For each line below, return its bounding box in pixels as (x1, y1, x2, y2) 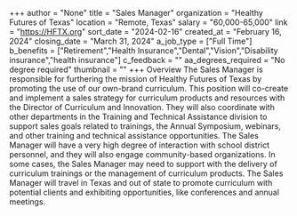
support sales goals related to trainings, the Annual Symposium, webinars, (9, 121, 282, 132)
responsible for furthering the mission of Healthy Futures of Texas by (9, 74, 262, 84)
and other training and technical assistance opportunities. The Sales (9, 131, 260, 140)
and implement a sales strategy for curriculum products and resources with (9, 92, 285, 103)
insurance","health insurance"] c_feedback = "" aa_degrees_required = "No (9, 55, 285, 65)
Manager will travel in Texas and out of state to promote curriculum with (9, 178, 273, 188)
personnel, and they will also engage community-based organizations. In (9, 149, 276, 159)
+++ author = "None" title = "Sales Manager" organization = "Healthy (9, 8, 264, 18)
